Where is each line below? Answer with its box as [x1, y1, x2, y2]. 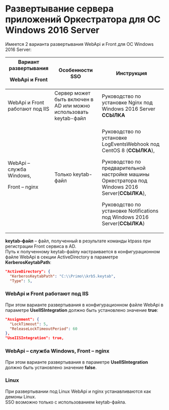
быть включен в [54, 96, 94, 103]
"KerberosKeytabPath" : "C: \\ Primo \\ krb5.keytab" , [10, 274, 116, 279]
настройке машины [102, 171, 150, 178]
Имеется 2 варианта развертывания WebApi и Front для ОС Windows [5, 41, 154, 47]
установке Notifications [102, 207, 158, 214]
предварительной [102, 164, 146, 171]
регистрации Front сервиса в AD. [5, 243, 76, 249]
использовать [54, 108, 89, 115]
